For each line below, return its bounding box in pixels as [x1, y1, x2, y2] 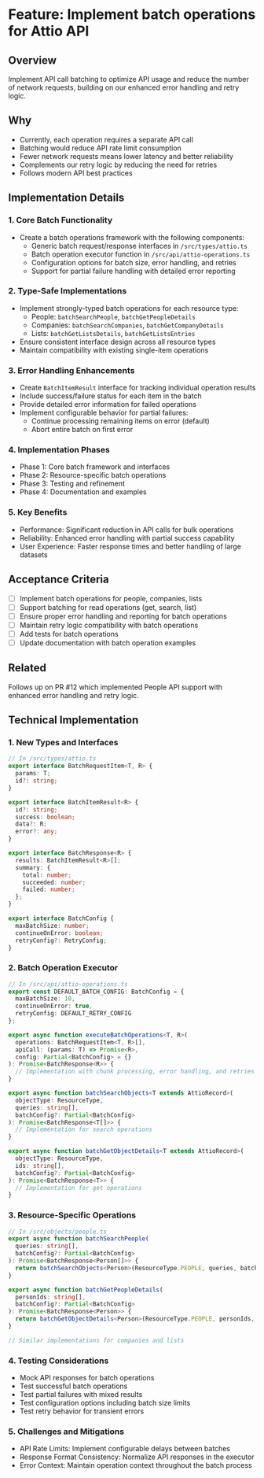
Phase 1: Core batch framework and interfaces [19, 462, 170, 471]
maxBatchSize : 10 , [15, 995, 76, 1003]
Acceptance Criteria [8, 573, 109, 586]
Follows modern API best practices [19, 168, 133, 178]
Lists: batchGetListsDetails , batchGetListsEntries [31, 328, 196, 338]
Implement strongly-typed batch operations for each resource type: [19, 303, 239, 312]
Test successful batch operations [19, 1381, 128, 1391]
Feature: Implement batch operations [8, 6, 256, 24]
